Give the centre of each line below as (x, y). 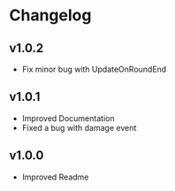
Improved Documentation (68, 118)
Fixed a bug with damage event (79, 127)
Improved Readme (55, 177)
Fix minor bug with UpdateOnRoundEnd (94, 69)
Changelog (50, 15)
